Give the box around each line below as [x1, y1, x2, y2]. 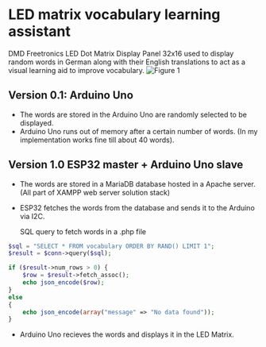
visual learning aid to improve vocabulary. [8, 65, 145, 75]
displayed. [19, 118, 54, 128]
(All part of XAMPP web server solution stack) [19, 187, 171, 197]
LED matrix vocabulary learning [8, 6, 221, 24]
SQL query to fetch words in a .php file [19, 226, 147, 236]
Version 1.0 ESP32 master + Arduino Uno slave [8, 158, 244, 172]
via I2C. [19, 211, 45, 221]
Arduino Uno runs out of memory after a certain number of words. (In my [19, 126, 258, 136]
